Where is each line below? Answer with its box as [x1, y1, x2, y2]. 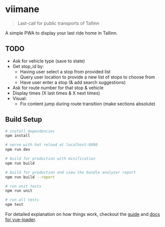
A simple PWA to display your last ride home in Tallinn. [5, 30, 118, 36]
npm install [5, 133, 30, 138]
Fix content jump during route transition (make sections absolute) [20, 101, 156, 107]
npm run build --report [5, 175, 55, 180]
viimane [5, 4, 39, 15]
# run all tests [5, 197, 39, 202]
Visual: [12, 95, 27, 101]
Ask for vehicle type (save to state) [12, 58, 86, 64]
